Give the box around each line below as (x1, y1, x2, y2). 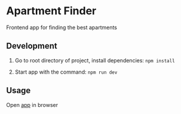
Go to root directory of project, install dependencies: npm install (14, 56, 175, 64)
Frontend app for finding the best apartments (6, 24, 118, 31)
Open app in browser (6, 101, 59, 108)
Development (6, 41, 58, 51)
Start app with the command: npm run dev (14, 68, 118, 75)
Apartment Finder (6, 4, 97, 18)
